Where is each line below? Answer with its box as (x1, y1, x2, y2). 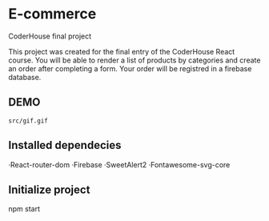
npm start (8, 204, 41, 214)
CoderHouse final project (8, 31, 92, 41)
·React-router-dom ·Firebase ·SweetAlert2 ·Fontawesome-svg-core (8, 159, 231, 169)
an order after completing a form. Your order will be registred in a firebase (8, 63, 252, 73)
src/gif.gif (8, 117, 48, 125)
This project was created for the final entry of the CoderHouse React (8, 46, 235, 56)
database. (8, 72, 42, 82)
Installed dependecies (8, 139, 122, 152)
